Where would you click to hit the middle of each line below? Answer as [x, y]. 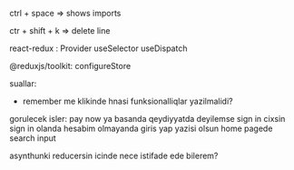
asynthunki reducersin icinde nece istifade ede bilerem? [114, 155]
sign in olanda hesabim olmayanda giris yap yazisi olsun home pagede [141, 128]
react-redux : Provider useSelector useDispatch [98, 48]
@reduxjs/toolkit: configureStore [70, 66]
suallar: [23, 84]
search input [33, 138]
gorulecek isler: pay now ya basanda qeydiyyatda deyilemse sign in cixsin [147, 119]
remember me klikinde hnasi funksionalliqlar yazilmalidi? [127, 101]
